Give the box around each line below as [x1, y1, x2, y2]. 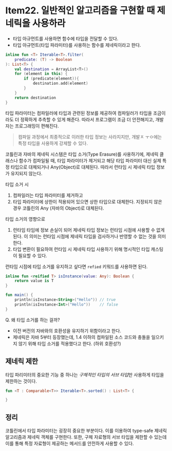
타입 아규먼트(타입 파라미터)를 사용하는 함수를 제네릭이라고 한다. [12, 42, 141, 48]
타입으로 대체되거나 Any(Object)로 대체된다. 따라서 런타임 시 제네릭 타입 [10, 164, 156, 170]
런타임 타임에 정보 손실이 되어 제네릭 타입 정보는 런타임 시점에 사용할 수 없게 [12, 227, 165, 233]
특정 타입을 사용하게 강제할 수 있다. [17, 140, 88, 146]
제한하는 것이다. [5, 378, 37, 384]
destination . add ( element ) [32, 81, 88, 86]
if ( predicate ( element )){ [24, 76, 80, 81]
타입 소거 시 [5, 181, 29, 187]
